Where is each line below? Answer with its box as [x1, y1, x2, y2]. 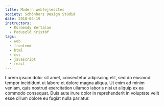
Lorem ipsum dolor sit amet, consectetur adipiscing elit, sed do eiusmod [5, 75, 151, 81]
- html [9, 48, 23, 53]
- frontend [9, 43, 32, 48]
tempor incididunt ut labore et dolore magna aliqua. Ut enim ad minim [5, 80, 145, 86]
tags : [5, 35, 16, 39]
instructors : [5, 20, 32, 26]
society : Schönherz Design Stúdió [5, 12, 76, 17]
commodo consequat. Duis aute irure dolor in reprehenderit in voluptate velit [5, 90, 159, 96]
